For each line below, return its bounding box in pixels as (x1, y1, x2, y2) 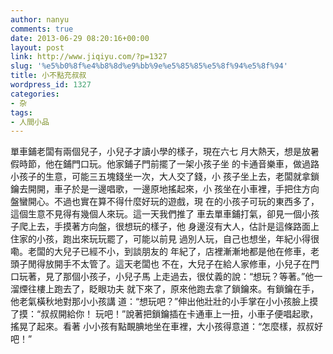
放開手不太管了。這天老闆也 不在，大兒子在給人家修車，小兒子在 (44, 258, 311, 270)
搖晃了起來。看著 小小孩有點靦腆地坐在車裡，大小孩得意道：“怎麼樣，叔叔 (10, 321, 315, 333)
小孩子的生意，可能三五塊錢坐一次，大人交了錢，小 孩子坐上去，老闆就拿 (10, 171, 311, 183)
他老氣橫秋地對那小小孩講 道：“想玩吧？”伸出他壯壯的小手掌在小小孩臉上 (10, 296, 310, 308)
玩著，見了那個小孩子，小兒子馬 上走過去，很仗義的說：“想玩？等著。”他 (18, 271, 315, 283)
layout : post (10, 42, 65, 53)
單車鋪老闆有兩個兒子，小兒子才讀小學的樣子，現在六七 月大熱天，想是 (10, 146, 302, 158)
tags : (10, 107, 33, 118)
